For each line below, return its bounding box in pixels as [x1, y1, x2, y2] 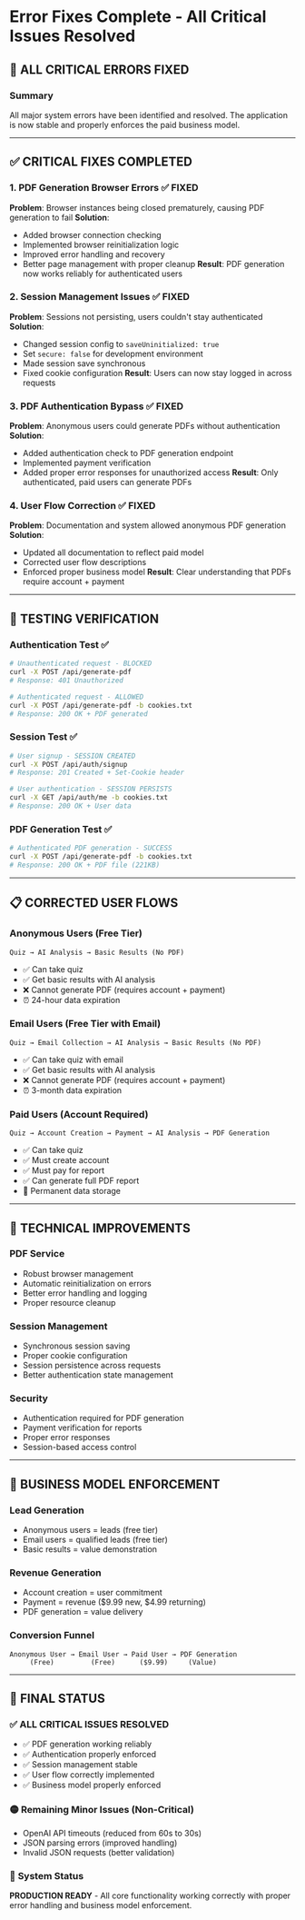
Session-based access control [22, 1442, 137, 1453]
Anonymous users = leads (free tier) [22, 1525, 159, 1536]
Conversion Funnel [9, 1629, 95, 1642]
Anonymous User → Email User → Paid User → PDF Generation [9, 1649, 238, 1659]
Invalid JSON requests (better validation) [22, 1846, 175, 1857]
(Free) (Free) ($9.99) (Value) [29, 1657, 218, 1666]
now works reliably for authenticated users [22, 268, 183, 279]
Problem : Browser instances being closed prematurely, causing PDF [9, 202, 265, 213]
